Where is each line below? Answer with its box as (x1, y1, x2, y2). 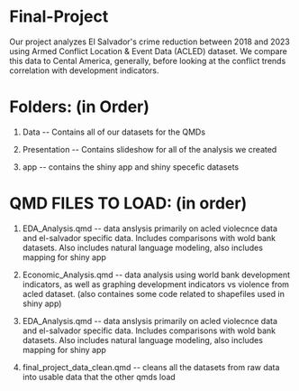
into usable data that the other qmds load (22, 371, 176, 382)
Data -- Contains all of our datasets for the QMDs (22, 126, 205, 137)
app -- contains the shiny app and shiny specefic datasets (22, 161, 240, 172)
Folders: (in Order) (9, 97, 150, 117)
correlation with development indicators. (9, 65, 159, 76)
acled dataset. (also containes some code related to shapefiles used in (22, 288, 285, 299)
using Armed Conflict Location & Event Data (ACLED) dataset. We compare (9, 45, 288, 56)
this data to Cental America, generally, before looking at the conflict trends (9, 55, 286, 66)
